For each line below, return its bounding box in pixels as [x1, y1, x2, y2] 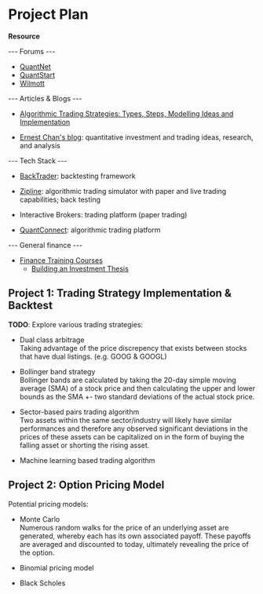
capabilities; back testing [19, 195, 100, 204]
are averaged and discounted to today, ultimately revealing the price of [19, 539, 249, 548]
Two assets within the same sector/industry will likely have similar [19, 415, 232, 425]
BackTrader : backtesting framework [19, 171, 136, 180]
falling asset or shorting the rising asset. [19, 440, 150, 450]
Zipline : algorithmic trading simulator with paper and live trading [19, 186, 227, 195]
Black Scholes [19, 578, 66, 588]
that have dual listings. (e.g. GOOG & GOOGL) [19, 352, 167, 361]
